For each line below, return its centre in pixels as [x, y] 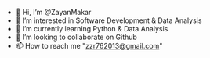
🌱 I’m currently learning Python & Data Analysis [92, 29]
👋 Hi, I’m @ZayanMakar [53, 12]
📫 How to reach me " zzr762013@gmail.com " [89, 46]
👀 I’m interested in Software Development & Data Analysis [109, 20]
